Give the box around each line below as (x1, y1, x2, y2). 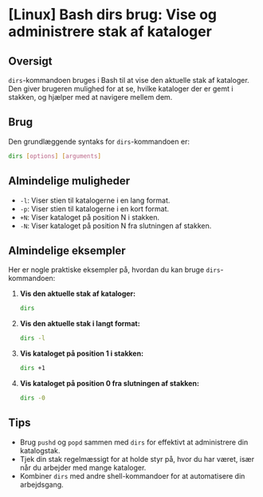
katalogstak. (19, 445, 61, 456)
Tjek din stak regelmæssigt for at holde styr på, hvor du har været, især (19, 454, 255, 463)
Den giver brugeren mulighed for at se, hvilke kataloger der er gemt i (8, 84, 234, 93)
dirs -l (19, 334, 45, 342)
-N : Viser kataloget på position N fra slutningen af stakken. (19, 221, 212, 231)
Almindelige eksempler (8, 243, 126, 257)
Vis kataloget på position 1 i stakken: (19, 349, 144, 358)
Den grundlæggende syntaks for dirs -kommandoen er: (8, 136, 190, 146)
